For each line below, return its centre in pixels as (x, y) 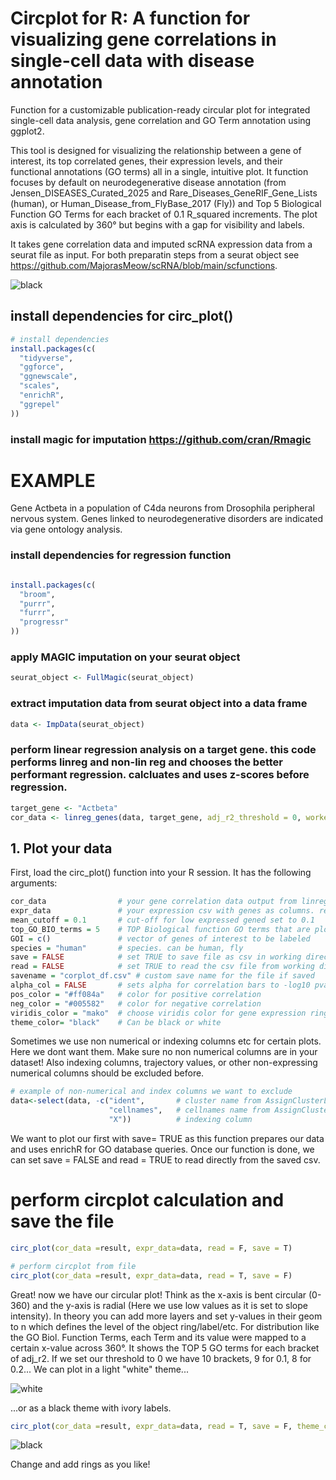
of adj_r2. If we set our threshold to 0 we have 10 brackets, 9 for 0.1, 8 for (161, 1358)
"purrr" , (37, 603)
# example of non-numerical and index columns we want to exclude (151, 1092)
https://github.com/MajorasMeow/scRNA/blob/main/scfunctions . (144, 265)
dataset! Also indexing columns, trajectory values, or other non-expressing (164, 1063)
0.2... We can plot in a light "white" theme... (99, 1369)
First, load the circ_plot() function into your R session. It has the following (161, 873)
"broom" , (37, 594)
